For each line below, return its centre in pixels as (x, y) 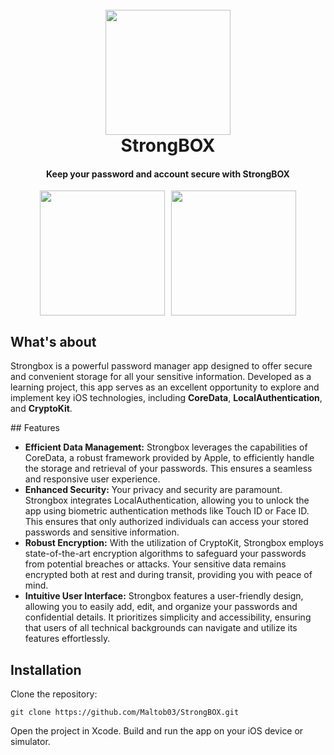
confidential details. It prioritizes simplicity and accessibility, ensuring (168, 617)
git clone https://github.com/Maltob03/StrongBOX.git (125, 713)
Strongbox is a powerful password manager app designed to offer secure (161, 366)
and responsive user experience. (92, 479)
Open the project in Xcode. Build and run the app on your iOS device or (157, 731)
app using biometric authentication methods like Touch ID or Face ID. (167, 511)
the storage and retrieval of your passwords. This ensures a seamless (168, 469)
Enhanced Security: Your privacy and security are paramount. (153, 490)
